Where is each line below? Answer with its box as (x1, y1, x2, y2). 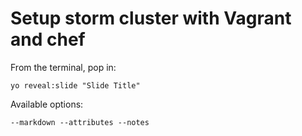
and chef (10, 28, 86, 51)
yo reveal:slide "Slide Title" (10, 80, 141, 91)
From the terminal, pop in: (10, 61, 117, 73)
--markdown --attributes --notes (10, 117, 150, 127)
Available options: (10, 98, 84, 110)
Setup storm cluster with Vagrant (10, 7, 292, 30)
